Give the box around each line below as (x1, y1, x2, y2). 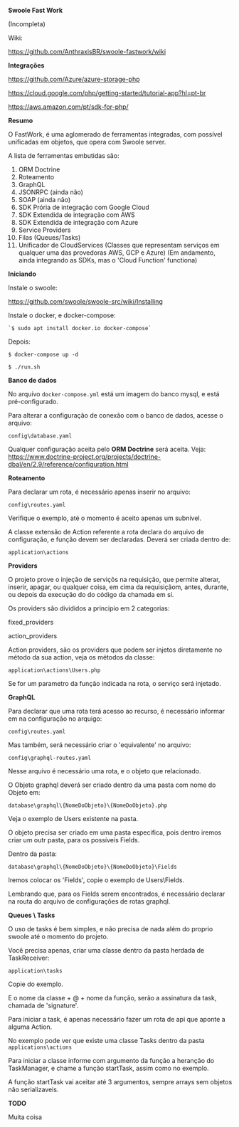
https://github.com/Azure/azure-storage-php (8, 75, 140, 83)
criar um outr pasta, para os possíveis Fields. (8, 836, 140, 844)
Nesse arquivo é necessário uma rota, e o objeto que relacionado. (8, 767, 201, 775)
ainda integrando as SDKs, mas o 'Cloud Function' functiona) (18, 256, 198, 264)
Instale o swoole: (8, 284, 58, 292)
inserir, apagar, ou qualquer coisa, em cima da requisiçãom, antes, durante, (8, 583, 229, 591)
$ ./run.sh (8, 364, 41, 371)
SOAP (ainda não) (18, 196, 71, 203)
